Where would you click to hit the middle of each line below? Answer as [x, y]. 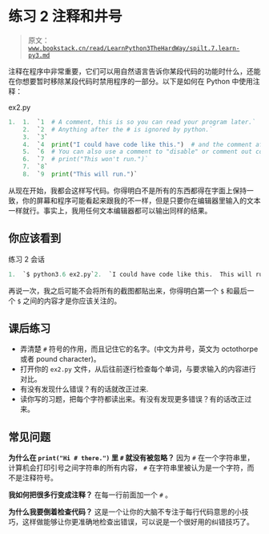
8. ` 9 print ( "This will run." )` [80, 174]
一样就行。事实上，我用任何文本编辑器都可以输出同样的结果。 [110, 210]
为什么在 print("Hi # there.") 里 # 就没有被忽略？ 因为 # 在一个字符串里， [131, 458]
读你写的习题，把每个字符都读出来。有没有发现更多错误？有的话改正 [132, 399]
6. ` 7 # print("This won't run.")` [86, 160]
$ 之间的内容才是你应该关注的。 [69, 301]
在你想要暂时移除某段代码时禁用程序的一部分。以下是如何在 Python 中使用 [131, 81]
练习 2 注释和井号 [65, 16]
